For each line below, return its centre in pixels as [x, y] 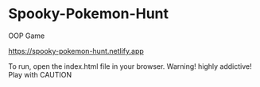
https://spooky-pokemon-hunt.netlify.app [76, 51]
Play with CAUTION [40, 74]
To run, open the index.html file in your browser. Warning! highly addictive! [130, 66]
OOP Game [27, 36]
